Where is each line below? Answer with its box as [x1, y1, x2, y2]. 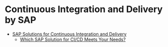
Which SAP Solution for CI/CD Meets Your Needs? [19, 36, 126, 42]
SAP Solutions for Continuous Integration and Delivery [12, 31, 127, 37]
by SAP [5, 14, 36, 26]
